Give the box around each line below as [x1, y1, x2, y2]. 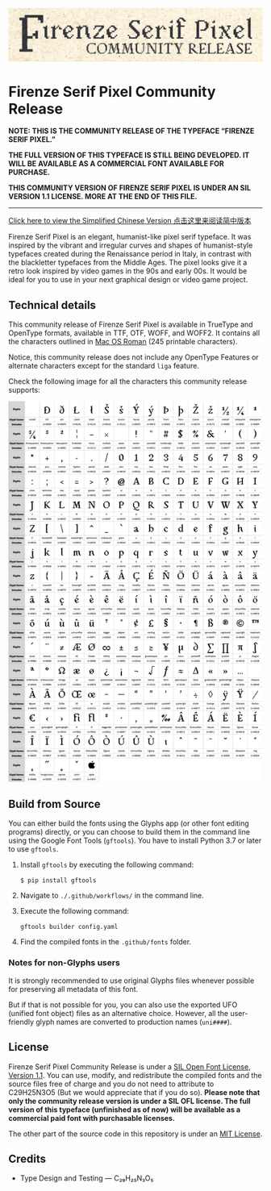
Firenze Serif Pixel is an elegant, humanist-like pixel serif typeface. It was [8, 232, 252, 242]
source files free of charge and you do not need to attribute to [8, 1079, 215, 1089]
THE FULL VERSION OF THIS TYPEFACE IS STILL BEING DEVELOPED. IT [8, 150, 250, 160]
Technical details [8, 298, 97, 312]
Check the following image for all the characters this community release [8, 377, 248, 386]
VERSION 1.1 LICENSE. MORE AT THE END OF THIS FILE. [8, 192, 198, 202]
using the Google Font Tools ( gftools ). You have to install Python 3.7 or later [8, 835, 262, 846]
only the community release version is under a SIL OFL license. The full [8, 1096, 252, 1106]
